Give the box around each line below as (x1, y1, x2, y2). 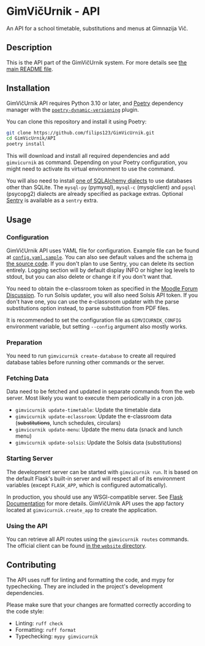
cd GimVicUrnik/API (6, 135, 56, 142)
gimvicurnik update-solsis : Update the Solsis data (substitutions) (15, 439, 182, 446)
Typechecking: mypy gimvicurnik (15, 632, 99, 640)
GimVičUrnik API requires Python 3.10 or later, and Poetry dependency (6, 99, 184, 107)
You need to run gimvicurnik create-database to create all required (6, 352, 176, 360)
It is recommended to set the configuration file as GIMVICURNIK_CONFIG (6, 316, 182, 324)
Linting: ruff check (15, 619, 63, 627)
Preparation (6, 338, 43, 346)
